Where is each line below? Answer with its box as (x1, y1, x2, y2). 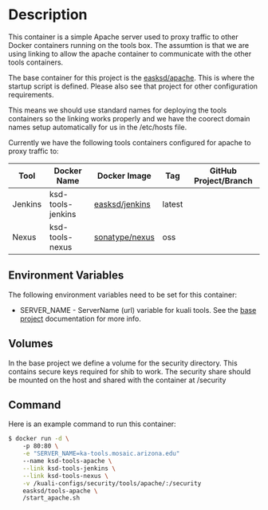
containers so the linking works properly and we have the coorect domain (8, 113, 250, 123)
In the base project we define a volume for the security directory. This (8, 358, 238, 368)
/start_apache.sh (22, 494, 81, 502)
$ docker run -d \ (8, 435, 69, 443)
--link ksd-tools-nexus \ (22, 472, 109, 480)
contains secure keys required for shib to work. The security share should (8, 366, 251, 376)
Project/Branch (194, 175, 253, 186)
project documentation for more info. (19, 314, 141, 323)
